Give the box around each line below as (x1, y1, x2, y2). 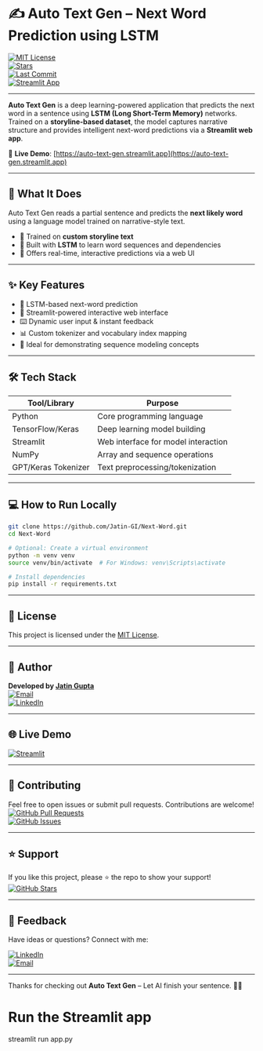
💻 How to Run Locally (8, 498, 117, 511)
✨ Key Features (8, 279, 85, 292)
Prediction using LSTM (8, 27, 159, 45)
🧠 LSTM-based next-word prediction (19, 299, 139, 308)
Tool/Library (27, 398, 74, 409)
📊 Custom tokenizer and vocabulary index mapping (19, 328, 187, 338)
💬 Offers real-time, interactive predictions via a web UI (19, 248, 195, 257)
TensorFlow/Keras (12, 424, 80, 435)
